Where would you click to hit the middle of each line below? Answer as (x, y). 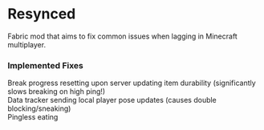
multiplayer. (26, 44)
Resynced (42, 14)
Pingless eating (33, 117)
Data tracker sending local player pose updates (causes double (112, 100)
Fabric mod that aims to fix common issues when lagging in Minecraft (122, 36)
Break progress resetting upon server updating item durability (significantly (132, 83)
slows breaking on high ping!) (57, 91)
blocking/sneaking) (39, 108)
